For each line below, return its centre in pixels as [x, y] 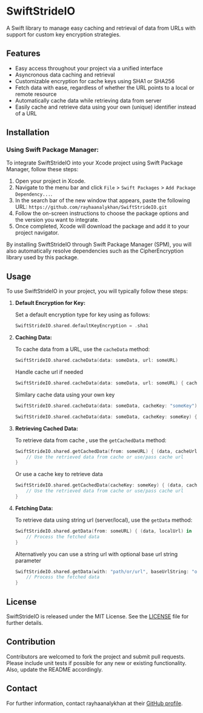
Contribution [31, 642]
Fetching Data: [34, 508]
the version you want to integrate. [57, 220]
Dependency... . [34, 194]
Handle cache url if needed [49, 372]
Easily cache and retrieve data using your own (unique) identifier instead [105, 107]
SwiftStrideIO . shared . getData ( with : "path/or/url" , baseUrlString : [102, 571]
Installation [28, 133]
